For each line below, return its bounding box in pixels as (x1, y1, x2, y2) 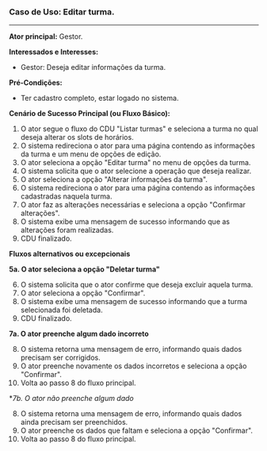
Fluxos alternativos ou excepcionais (9, 249, 131, 259)
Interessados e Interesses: (9, 47, 98, 57)
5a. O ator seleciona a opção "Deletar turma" (9, 264, 161, 274)
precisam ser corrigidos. (20, 353, 101, 363)
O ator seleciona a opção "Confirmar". (20, 288, 146, 298)
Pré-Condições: (9, 78, 63, 87)
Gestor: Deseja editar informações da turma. (20, 63, 166, 72)
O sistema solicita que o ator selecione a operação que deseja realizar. (20, 166, 252, 176)
